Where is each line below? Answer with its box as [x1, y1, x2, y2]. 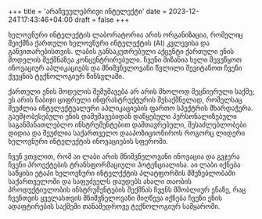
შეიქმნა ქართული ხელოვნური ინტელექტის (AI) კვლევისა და [8, 38, 210, 48]
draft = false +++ [74, 15, 130, 24]
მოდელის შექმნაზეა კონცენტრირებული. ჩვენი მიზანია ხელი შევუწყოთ [8, 55, 242, 64]
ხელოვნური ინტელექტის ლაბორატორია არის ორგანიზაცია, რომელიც [8, 31, 244, 39]
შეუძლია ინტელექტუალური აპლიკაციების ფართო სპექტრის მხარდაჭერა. [8, 103, 253, 113]
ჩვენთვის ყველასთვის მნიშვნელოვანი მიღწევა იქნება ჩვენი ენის [8, 193, 223, 203]
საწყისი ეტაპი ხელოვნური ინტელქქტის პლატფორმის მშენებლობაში [8, 168, 236, 178]
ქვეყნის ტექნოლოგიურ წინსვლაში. [8, 72, 124, 81]
